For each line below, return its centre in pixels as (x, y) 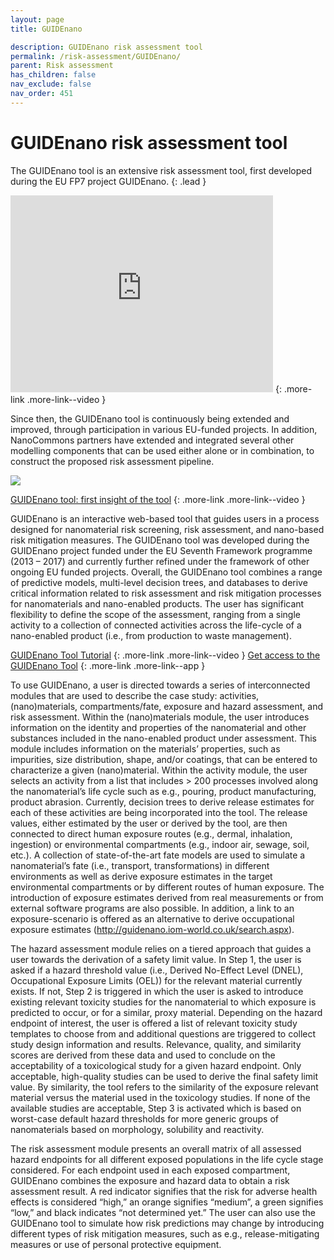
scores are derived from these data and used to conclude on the (143, 1055)
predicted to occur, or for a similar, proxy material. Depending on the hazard (166, 1012)
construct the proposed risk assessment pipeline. (112, 461)
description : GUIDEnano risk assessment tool (106, 47)
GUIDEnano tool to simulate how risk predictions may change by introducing (167, 1223)
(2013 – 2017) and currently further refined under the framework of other (160, 561)
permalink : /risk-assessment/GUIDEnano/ (96, 56)
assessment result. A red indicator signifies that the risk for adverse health (164, 1191)
